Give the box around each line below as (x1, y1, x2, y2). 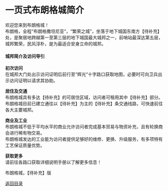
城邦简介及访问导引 (5, 53, 45, 59)
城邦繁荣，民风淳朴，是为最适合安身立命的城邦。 (5, 40, 106, 46)
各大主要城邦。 (5, 107, 36, 113)
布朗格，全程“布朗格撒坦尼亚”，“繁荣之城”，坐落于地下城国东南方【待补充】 (5, 28, 162, 34)
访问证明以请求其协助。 (9, 78, 58, 84)
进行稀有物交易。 (9, 130, 45, 136)
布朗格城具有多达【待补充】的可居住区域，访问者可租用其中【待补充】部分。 (5, 94, 163, 100)
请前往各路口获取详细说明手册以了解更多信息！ (5, 159, 101, 165)
